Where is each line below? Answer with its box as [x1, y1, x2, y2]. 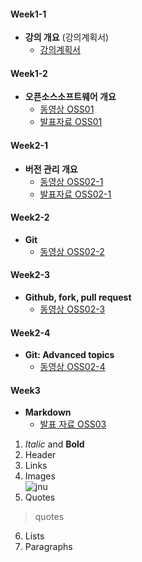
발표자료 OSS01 [39, 116, 103, 128]
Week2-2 [10, 211, 50, 224]
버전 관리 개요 [24, 163, 78, 175]
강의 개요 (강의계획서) [24, 31, 110, 44]
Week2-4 [10, 326, 51, 339]
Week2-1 [10, 140, 49, 151]
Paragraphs [24, 541, 73, 553]
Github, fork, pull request [24, 291, 132, 304]
